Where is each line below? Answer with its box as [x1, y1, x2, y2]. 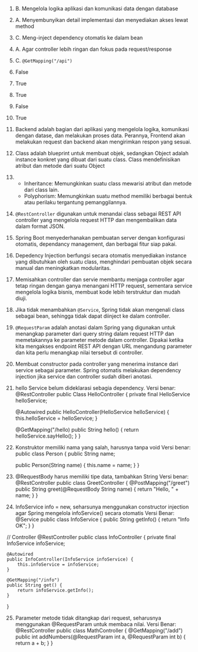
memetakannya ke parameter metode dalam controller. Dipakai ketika [15, 337, 184, 343]
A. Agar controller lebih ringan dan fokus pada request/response [15, 45, 172, 53]
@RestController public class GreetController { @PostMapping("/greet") [15, 480, 190, 486]
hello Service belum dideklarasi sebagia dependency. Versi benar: [15, 384, 176, 392]
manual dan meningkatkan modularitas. [15, 265, 111, 271]
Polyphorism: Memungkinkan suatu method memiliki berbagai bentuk [24, 193, 193, 200]
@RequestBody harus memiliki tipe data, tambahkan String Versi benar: [15, 473, 189, 480]
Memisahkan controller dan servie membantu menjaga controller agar [15, 276, 185, 283]
